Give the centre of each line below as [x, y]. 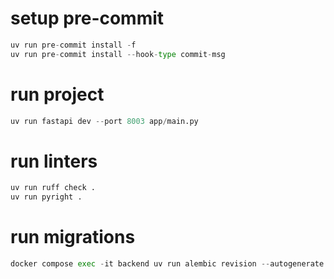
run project [57, 94]
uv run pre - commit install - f [73, 45]
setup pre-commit [87, 18]
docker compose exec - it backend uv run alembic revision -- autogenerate [167, 264]
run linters [54, 161]
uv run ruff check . [53, 188]
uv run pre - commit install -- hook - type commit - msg [118, 54]
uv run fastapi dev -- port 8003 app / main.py [104, 121]
